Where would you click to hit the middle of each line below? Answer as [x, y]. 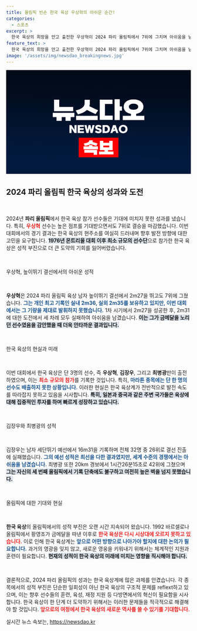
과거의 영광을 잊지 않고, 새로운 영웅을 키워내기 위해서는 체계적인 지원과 [109, 549]
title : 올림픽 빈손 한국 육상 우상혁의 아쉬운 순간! [61, 12]
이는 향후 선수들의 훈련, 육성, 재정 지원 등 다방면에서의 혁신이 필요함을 [98, 595]
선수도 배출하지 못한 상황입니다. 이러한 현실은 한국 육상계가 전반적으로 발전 [91, 387]
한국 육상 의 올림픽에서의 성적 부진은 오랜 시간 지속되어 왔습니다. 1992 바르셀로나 [98, 527]
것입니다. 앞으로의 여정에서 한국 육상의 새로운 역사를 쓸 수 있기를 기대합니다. [104, 609]
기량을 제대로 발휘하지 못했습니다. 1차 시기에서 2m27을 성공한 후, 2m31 [108, 311]
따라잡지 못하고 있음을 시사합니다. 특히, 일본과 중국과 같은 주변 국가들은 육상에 [101, 395]
